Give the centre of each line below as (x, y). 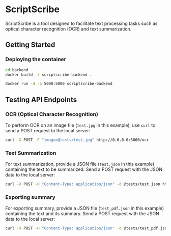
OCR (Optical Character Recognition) (52, 114)
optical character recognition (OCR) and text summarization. (68, 28)
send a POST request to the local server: (48, 130)
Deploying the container (36, 60)
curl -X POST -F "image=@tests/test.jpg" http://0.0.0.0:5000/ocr (77, 140)
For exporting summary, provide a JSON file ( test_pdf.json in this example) (85, 208)
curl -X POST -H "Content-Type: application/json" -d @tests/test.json (83, 184)
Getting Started (30, 45)
